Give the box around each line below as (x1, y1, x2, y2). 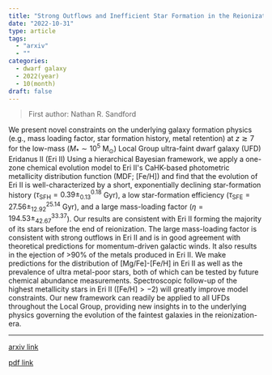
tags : (8, 34, 27, 43)
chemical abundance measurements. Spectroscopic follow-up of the (8, 276, 237, 286)
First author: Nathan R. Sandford (28, 109, 137, 119)
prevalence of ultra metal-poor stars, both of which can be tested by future (8, 267, 259, 277)
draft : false (8, 87, 53, 96)
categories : (8, 58, 49, 66)
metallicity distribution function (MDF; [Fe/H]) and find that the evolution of (8, 171, 258, 181)
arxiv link (8, 342, 39, 352)
